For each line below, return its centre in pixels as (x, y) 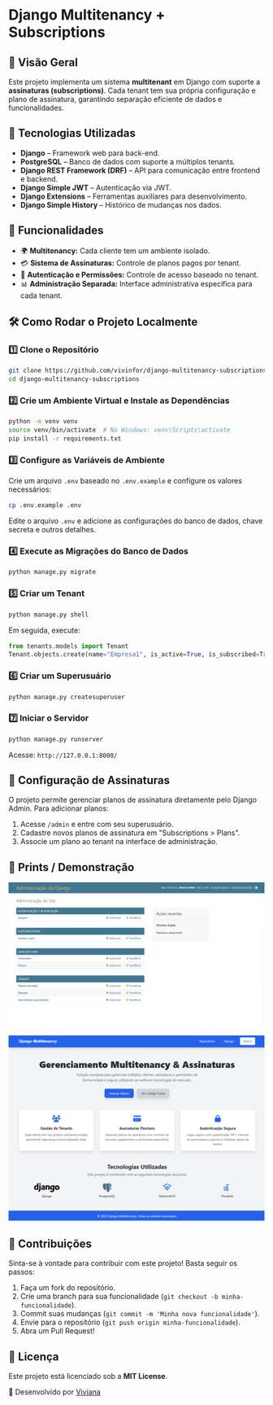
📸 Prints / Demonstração (71, 867)
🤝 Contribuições (50, 1243)
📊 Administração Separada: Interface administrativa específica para (136, 283)
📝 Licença (34, 1357)
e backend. (39, 179)
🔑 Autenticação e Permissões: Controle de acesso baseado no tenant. (139, 274)
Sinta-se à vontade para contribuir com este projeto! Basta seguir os (123, 1263)
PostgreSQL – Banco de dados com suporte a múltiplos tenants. (128, 161)
